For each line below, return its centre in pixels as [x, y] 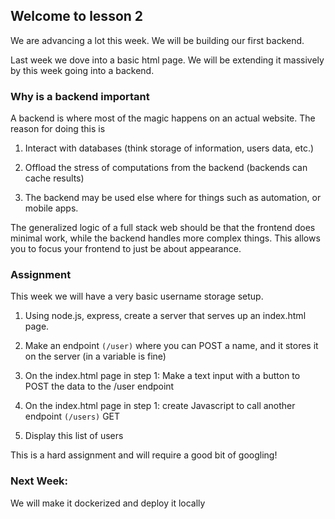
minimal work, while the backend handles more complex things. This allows [165, 238]
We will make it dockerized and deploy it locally [108, 503]
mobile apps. [51, 208]
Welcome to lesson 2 [77, 16]
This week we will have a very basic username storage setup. [137, 296]
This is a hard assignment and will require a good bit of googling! [144, 455]
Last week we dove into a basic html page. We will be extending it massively [167, 60]
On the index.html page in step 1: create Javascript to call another [160, 406]
